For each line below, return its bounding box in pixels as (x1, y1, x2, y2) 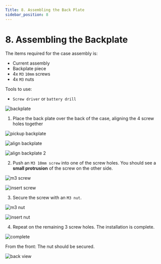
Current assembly (12, 60, 50, 66)
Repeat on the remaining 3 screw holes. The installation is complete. (12, 224, 155, 230)
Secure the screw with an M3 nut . (12, 195, 82, 201)
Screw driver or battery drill (12, 96, 77, 102)
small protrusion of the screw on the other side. (12, 165, 113, 172)
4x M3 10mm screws (12, 71, 50, 77)
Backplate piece (12, 66, 46, 72)
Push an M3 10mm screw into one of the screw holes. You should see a (12, 160, 156, 166)
